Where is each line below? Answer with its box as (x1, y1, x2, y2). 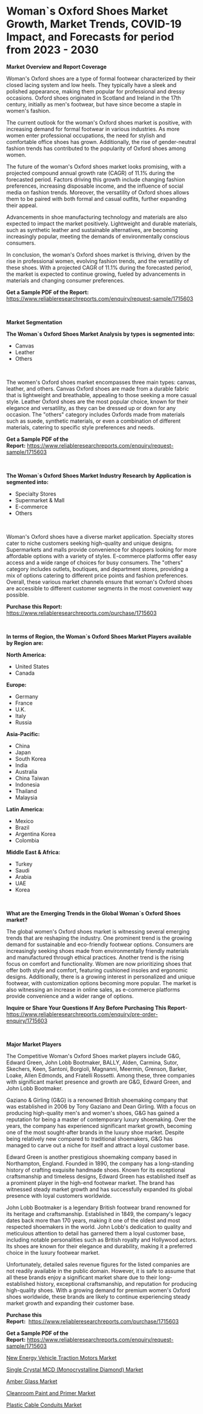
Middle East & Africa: (6, 849, 61, 856)
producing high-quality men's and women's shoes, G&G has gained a (6, 1109, 180, 1116)
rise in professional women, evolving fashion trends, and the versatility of (6, 257, 189, 265)
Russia (15, 719, 32, 726)
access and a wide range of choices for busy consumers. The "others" (6, 559, 183, 566)
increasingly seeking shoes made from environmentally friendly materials (6, 947, 189, 954)
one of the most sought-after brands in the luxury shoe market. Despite (6, 1129, 185, 1136)
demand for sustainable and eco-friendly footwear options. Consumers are (6, 940, 194, 948)
